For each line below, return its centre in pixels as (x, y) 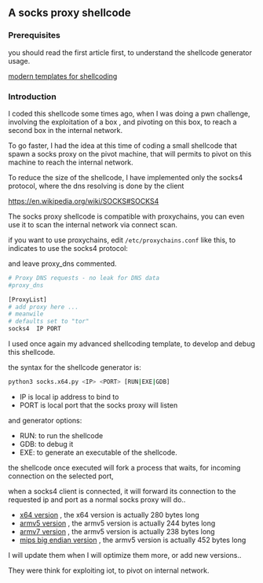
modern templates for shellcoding (63, 76)
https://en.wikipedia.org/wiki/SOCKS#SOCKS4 (84, 201)
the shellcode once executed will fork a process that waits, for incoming (124, 467)
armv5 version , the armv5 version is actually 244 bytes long (117, 523)
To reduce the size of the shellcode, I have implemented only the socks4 (126, 177)
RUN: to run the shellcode (61, 435)
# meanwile (26, 314)
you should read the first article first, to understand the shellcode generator (130, 52)
